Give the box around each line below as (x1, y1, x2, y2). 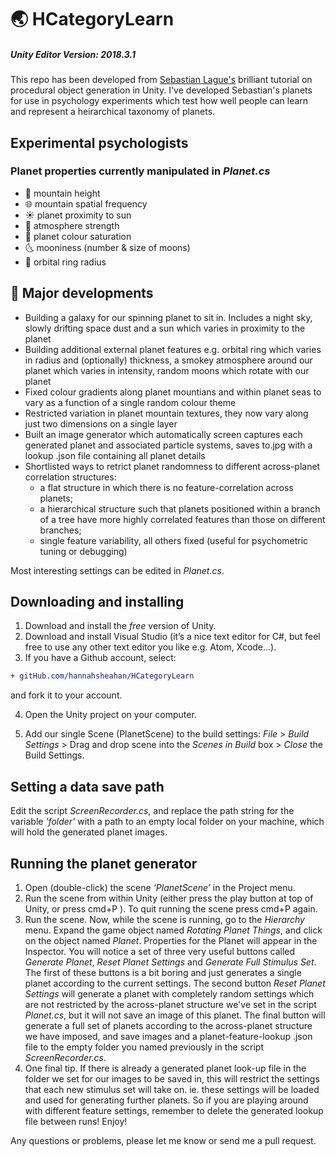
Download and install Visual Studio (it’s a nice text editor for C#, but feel (24, 631, 321, 643)
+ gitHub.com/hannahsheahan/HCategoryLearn (10, 671, 195, 681)
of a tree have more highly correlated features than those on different (39, 513, 326, 525)
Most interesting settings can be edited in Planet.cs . (10, 564, 225, 576)
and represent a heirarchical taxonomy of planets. (10, 106, 216, 118)
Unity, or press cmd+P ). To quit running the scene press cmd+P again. (24, 902, 318, 915)
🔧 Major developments (10, 285, 154, 302)
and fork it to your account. (10, 689, 123, 701)
